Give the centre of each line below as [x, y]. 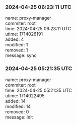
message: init [19, 117]
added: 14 [16, 101]
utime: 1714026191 [24, 34]
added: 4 [15, 39]
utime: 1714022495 [25, 96]
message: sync [21, 55]
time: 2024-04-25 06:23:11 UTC [38, 29]
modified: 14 [18, 106]
